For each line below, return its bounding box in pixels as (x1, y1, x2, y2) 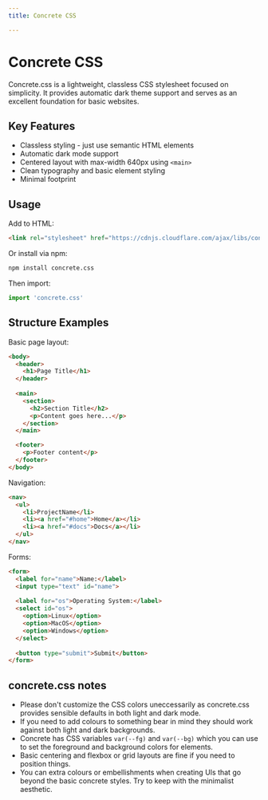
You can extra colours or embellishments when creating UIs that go (19, 767, 242, 778)
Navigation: (8, 478, 46, 487)
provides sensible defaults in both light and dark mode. (19, 708, 201, 718)
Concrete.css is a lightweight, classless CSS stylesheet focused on (8, 79, 229, 89)
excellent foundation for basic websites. (8, 97, 140, 106)
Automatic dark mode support (19, 149, 119, 159)
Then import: (8, 278, 51, 288)
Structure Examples (8, 316, 109, 329)
